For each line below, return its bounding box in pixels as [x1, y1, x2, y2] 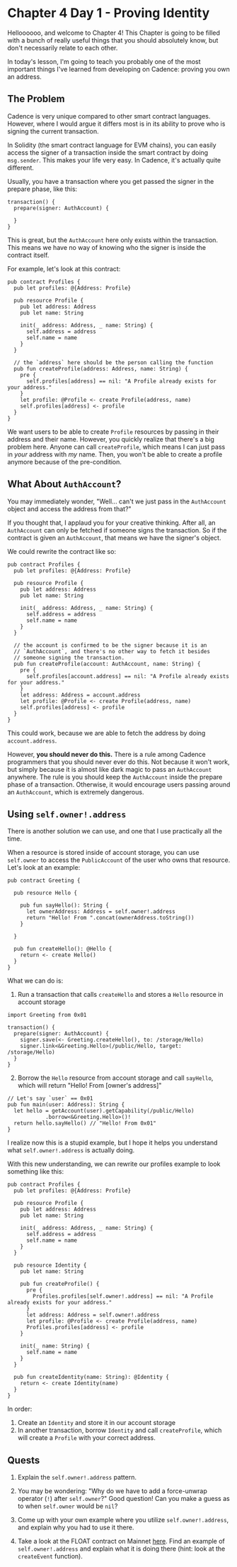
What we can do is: [7, 976, 64, 985]
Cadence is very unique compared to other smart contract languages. [7, 111, 211, 120]
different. [7, 163, 34, 172]
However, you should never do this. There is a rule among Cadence [7, 750, 207, 758]
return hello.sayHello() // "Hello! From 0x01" [13, 1120, 157, 1127]
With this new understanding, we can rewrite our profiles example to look [7, 1159, 221, 1169]
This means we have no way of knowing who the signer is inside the [7, 243, 207, 251]
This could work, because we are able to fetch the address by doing [7, 728, 206, 737]
